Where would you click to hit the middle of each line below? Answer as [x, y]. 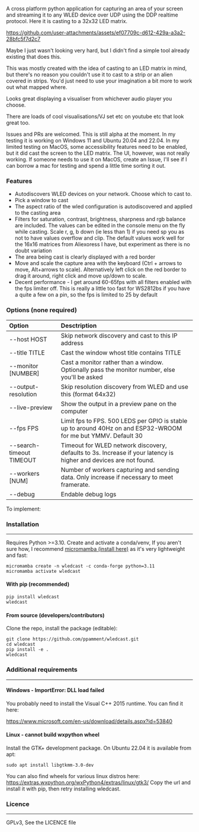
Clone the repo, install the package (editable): [62, 629]
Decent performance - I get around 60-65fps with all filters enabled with [103, 282]
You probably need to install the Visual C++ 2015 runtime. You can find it [95, 703]
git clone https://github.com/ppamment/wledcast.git [73, 639]
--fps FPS [24, 428]
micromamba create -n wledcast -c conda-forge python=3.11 [81, 566]
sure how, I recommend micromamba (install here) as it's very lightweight [96, 549]
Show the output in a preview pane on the [118, 404]
